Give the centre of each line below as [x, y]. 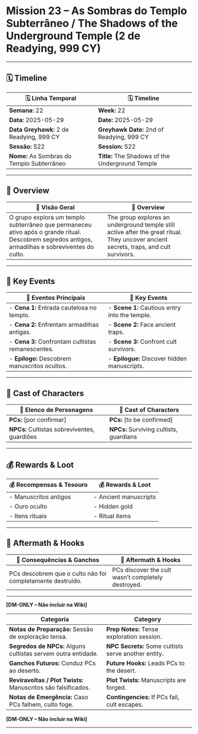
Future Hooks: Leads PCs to [145, 663]
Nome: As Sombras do [40, 156]
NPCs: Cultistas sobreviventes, [52, 430]
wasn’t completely [137, 577]
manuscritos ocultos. [38, 366]
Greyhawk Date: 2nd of [131, 129]
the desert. [121, 670]
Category [148, 619]
